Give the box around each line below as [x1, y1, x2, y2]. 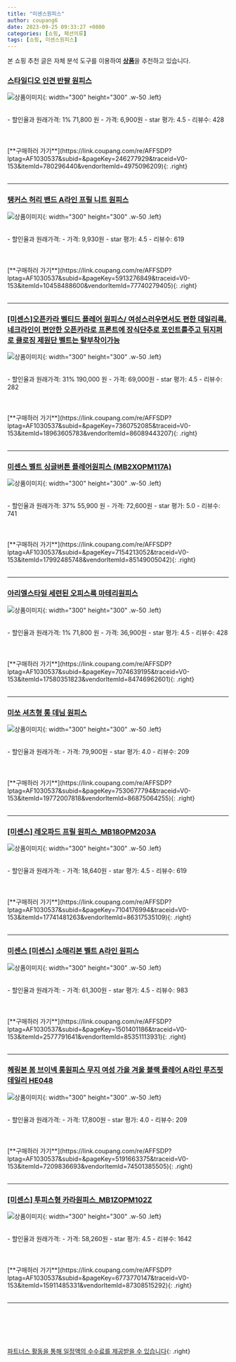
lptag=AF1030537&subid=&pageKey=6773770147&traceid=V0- [7, 1273, 190, 1283]
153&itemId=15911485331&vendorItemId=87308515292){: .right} [7, 1281, 192, 1290]
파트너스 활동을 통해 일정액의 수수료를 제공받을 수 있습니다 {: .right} [7, 1347, 191, 1356]
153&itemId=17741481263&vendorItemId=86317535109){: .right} [7, 913, 192, 921]
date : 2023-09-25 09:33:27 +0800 [7, 23, 105, 30]
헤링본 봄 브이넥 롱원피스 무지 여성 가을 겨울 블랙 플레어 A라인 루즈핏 [7, 1065, 223, 1075]
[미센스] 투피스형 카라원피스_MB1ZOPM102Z [7, 1195, 152, 1205]
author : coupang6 [7, 17, 58, 24]
